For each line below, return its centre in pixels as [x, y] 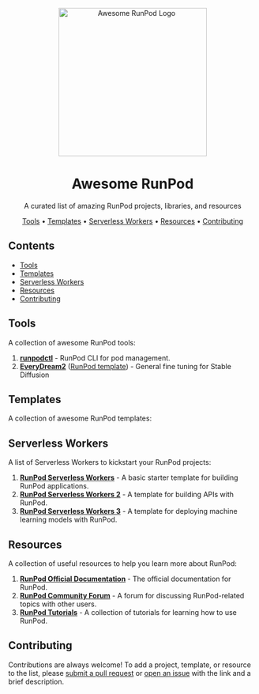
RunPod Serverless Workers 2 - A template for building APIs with [127, 495]
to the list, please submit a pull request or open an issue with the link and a [129, 673]
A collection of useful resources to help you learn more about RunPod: [122, 564]
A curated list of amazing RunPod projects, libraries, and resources [133, 206]
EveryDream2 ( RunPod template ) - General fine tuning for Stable [125, 366]
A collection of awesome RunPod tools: [72, 342]
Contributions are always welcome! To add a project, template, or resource [129, 665]
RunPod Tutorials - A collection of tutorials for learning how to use [128, 612]
